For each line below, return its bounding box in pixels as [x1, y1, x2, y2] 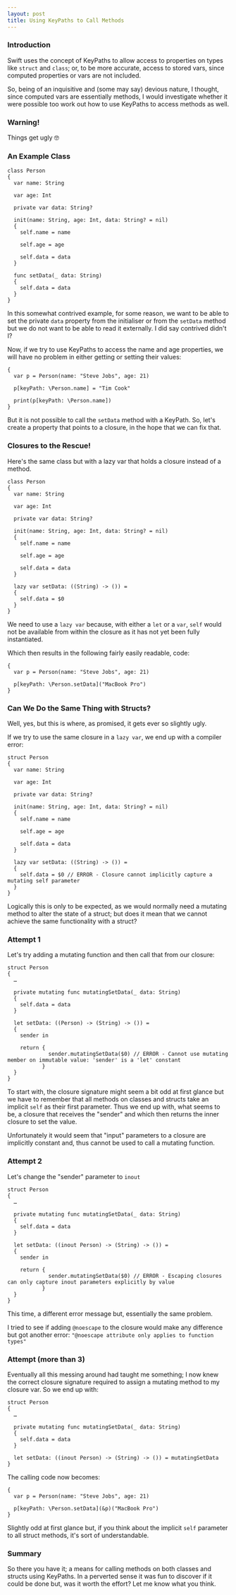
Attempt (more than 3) [7, 1354, 86, 1364]
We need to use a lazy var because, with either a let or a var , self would [7, 620, 222, 628]
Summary [7, 1548, 42, 1558]
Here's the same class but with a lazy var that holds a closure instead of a [7, 457, 222, 465]
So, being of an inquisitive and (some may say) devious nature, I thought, [7, 85, 220, 93]
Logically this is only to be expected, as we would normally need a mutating [7, 901, 227, 910]
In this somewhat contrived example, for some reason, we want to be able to [7, 309, 230, 318]
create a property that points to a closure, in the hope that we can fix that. [7, 424, 222, 432]
